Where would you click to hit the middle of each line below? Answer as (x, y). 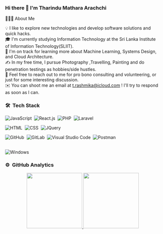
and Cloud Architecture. (29, 57)
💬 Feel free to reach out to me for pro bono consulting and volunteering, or (81, 75)
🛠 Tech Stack (23, 105)
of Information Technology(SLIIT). (39, 46)
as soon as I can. (22, 93)
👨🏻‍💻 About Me (20, 19)
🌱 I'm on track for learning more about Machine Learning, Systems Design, (81, 52)
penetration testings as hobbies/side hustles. (51, 69)
